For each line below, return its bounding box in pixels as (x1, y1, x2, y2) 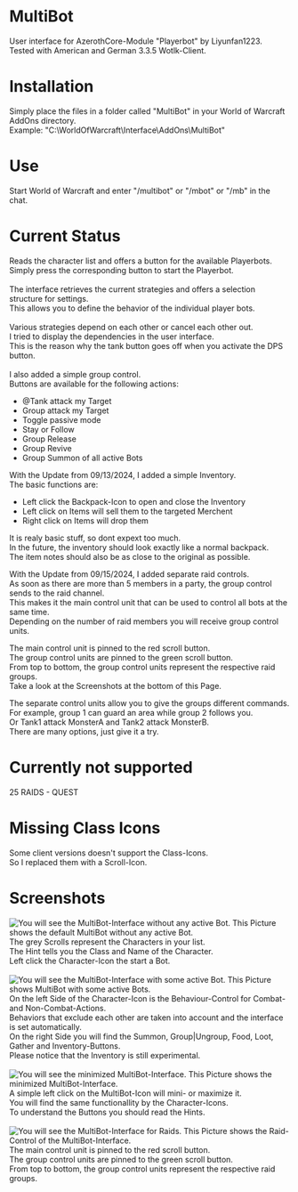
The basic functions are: (9, 479, 99, 490)
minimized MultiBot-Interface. (9, 1078, 118, 1089)
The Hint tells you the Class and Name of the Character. (9, 945, 213, 956)
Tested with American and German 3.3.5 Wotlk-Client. (9, 45, 206, 55)
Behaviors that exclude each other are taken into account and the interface (9, 1012, 284, 1023)
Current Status (9, 226, 121, 246)
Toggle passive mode (21, 414, 101, 425)
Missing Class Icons (9, 817, 161, 838)
